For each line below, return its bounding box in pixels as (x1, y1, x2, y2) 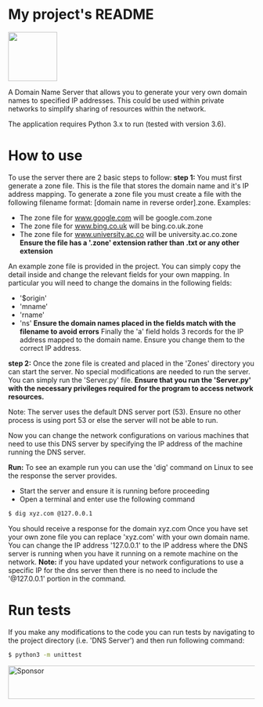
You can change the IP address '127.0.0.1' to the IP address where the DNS (8, 540, 248, 550)
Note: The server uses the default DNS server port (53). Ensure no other (8, 406, 241, 417)
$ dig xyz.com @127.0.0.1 (8, 509, 92, 517)
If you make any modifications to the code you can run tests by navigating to (8, 627, 255, 636)
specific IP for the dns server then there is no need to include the (8, 565, 218, 574)
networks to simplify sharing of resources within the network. (8, 104, 207, 113)
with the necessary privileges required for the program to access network (8, 383, 254, 393)
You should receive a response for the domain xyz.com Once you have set (8, 523, 248, 533)
